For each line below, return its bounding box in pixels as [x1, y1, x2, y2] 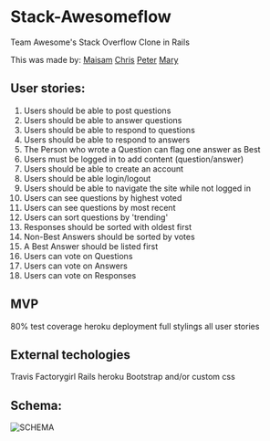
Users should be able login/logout [23, 173, 151, 184]
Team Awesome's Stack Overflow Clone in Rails [10, 37, 191, 47]
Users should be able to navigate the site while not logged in [23, 183, 252, 194]
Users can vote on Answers [23, 260, 129, 271]
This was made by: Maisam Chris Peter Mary [10, 54, 179, 65]
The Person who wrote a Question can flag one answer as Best [23, 143, 261, 154]
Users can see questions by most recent [23, 202, 176, 213]
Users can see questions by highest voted [23, 192, 182, 203]
